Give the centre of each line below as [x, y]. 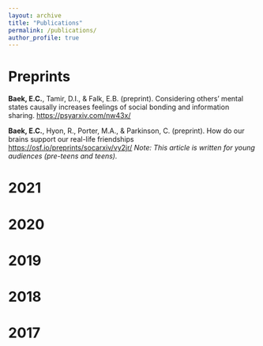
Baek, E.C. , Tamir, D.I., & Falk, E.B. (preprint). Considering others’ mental [126, 99]
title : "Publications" [45, 23]
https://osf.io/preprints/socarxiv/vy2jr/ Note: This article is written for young [131, 148]
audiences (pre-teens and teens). [63, 156]
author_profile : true [44, 38]
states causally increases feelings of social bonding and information [119, 107]
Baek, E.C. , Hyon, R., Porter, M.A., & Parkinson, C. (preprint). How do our [126, 131]
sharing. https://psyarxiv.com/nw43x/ [70, 116]
